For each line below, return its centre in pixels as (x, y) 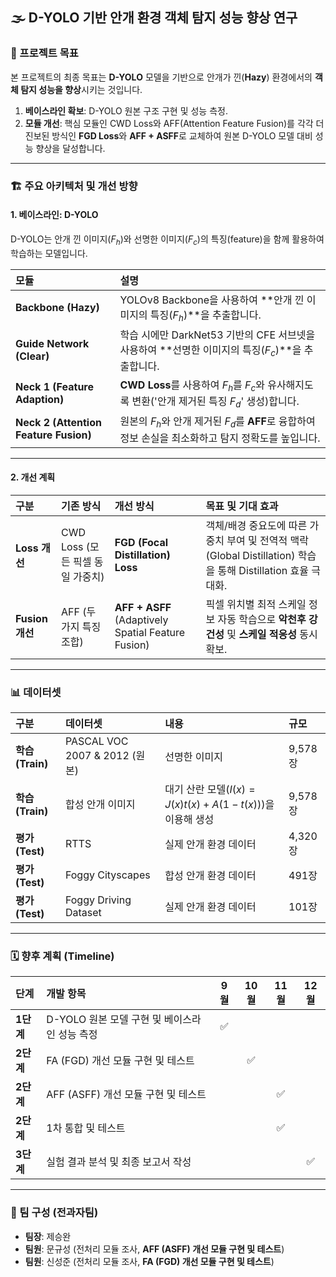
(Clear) (32, 356)
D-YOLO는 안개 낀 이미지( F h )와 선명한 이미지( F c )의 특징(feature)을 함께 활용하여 (167, 240)
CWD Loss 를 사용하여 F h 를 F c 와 (192, 386)
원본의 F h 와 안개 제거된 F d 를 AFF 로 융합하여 (217, 422)
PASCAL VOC (96, 741)
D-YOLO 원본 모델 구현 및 (104, 1020)
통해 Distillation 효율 (263, 570)
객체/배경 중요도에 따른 (256, 525)
